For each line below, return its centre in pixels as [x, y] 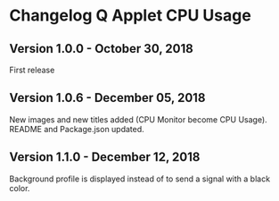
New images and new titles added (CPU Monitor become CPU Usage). [138, 119]
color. [20, 188]
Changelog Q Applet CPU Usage [130, 16]
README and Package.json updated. [77, 129]
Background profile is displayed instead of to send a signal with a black [139, 179]
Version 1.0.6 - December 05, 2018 [107, 98]
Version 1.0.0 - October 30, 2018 [101, 49]
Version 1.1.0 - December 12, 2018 [105, 157]
